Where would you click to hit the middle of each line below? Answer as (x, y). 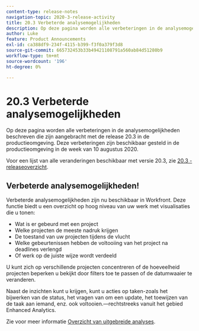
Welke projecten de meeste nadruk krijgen (66, 230)
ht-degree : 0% (24, 67)
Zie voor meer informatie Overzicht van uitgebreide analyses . (81, 322)
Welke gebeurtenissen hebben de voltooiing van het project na (91, 243)
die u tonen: (21, 213)
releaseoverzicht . (27, 167)
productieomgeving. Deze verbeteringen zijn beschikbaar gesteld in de (93, 143)
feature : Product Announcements (46, 39)
